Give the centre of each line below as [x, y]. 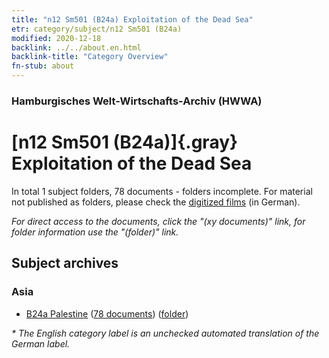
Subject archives [65, 263]
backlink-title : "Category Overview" [90, 57]
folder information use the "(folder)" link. [95, 232]
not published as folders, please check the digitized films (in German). [156, 202]
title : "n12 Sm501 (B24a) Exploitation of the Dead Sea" [132, 19]
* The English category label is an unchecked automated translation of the [165, 333]
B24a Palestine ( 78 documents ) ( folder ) [107, 313]
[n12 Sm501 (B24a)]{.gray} [125, 142]
